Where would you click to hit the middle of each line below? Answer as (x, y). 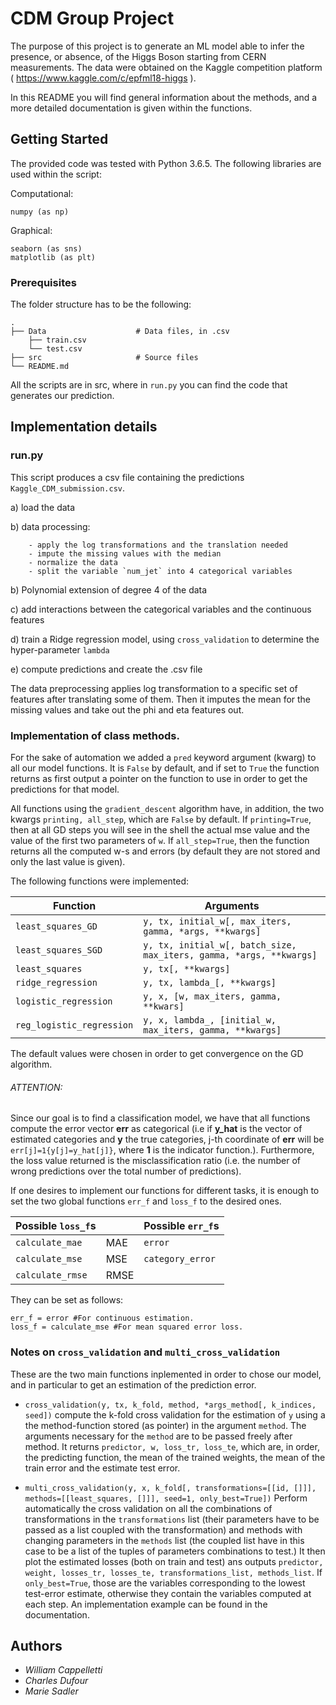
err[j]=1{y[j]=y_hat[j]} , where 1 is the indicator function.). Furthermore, (162, 1150)
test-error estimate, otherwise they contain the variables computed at (168, 1593)
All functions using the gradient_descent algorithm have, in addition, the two (167, 809)
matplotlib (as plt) (53, 257)
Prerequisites (43, 282)
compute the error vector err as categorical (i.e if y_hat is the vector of (156, 1129)
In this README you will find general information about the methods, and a (164, 97)
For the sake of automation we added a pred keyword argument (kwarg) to (163, 758)
